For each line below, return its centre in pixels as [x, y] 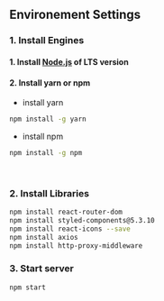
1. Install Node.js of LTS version [69, 61]
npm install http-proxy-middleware [76, 246]
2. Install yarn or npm [50, 82]
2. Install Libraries [50, 193]
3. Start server [41, 269]
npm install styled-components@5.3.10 [82, 221]
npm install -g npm [46, 152]
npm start [28, 287]
